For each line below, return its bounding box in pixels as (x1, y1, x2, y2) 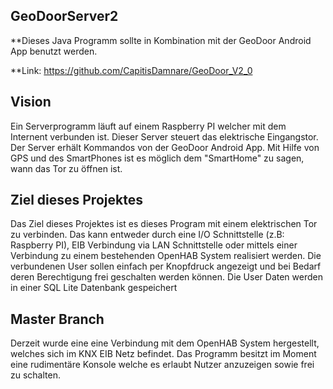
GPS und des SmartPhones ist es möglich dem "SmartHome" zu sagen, (10, 152, 305, 164)
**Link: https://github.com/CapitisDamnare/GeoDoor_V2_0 (10, 64, 253, 76)
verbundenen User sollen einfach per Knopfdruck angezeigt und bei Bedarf (10, 260, 322, 273)
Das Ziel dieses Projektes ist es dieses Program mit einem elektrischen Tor (10, 218, 318, 230)
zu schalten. (10, 369, 61, 381)
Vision (10, 94, 52, 111)
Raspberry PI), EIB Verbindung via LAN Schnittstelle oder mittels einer (10, 239, 298, 251)
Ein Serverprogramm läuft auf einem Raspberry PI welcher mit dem (10, 120, 287, 132)
